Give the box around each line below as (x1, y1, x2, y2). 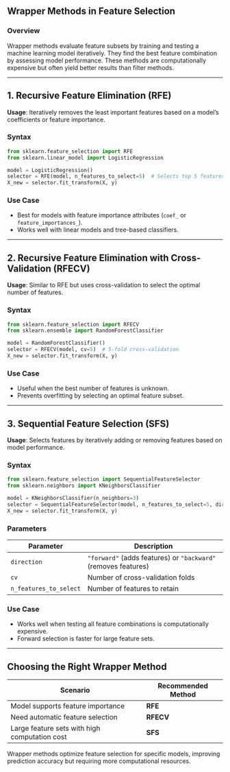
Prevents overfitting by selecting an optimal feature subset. (16, 391, 184, 400)
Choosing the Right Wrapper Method (7, 661, 167, 673)
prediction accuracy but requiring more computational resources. (7, 757, 192, 765)
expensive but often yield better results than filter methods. (7, 63, 175, 71)
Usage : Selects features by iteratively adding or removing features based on (7, 436, 222, 444)
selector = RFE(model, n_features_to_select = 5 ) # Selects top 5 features (7, 173, 225, 180)
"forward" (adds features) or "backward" (87, 553, 216, 563)
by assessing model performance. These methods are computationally (7, 56, 207, 64)
